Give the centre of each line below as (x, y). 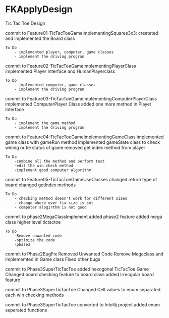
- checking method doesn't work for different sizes (71, 198)
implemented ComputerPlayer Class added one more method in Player (78, 104)
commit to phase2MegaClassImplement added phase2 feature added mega (84, 217)
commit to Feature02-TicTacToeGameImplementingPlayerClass (71, 66)
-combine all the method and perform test (60, 161)
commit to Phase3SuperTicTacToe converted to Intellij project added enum (83, 304)
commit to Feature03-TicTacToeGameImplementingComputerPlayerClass (81, 98)
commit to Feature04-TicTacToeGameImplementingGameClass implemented (84, 137)
